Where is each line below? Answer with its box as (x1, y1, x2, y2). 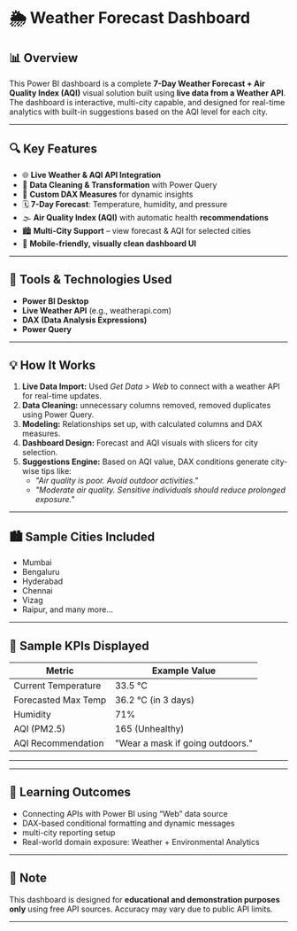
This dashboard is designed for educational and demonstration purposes (9, 894, 280, 904)
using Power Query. (21, 409, 95, 420)
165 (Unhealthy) (114, 723, 185, 735)
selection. (21, 447, 58, 458)
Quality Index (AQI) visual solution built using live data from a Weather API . (9, 88, 286, 98)
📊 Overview (9, 50, 79, 66)
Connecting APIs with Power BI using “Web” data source (21, 808, 228, 819)
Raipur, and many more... (21, 604, 113, 615)
